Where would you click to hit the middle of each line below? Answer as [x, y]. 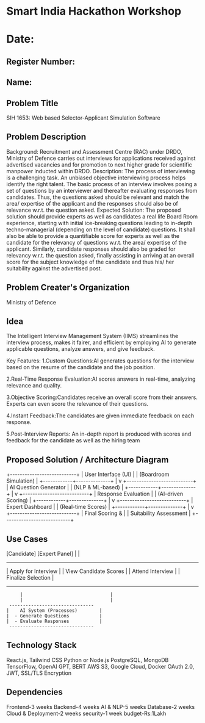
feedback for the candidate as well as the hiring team [73, 441]
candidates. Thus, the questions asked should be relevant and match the [98, 197]
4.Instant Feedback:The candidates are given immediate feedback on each [100, 415]
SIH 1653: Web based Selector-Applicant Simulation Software [83, 118]
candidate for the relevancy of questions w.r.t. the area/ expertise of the [97, 242]
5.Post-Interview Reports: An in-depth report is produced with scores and [99, 434]
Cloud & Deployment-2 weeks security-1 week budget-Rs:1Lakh [86, 713]
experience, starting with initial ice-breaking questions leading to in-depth [99, 223]
